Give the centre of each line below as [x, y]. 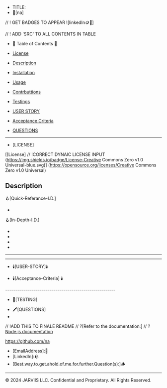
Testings [21, 101]
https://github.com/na [28, 341]
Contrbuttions [27, 92]
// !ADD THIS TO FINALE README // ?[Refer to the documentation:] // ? [78, 326]
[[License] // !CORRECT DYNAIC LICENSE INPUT [55, 154]
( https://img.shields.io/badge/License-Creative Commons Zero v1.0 [74, 160]
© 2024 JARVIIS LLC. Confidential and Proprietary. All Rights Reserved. [78, 380]
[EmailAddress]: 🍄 [30, 351]
